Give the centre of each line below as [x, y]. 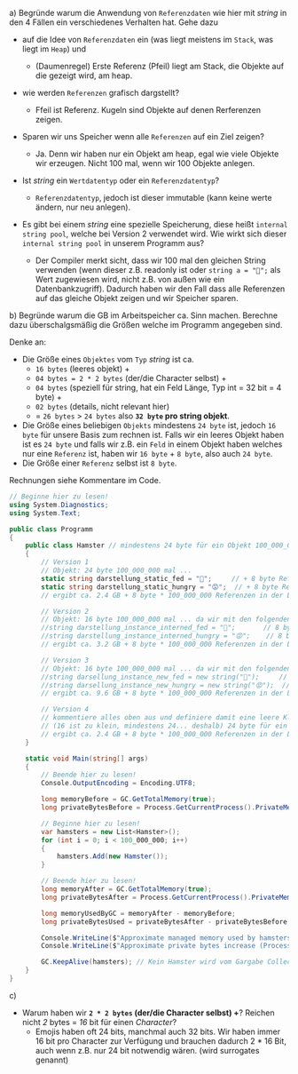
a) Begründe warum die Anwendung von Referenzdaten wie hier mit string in [148, 13]
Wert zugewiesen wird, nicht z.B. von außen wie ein [130, 279]
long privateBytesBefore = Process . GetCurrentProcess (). [148, 807]
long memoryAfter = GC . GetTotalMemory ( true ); [127, 889]
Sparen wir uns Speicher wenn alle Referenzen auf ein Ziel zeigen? [143, 136]
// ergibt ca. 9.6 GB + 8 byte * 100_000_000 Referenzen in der [162, 693]
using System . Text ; [45, 513]
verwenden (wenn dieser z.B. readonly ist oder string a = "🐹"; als [158, 270]
